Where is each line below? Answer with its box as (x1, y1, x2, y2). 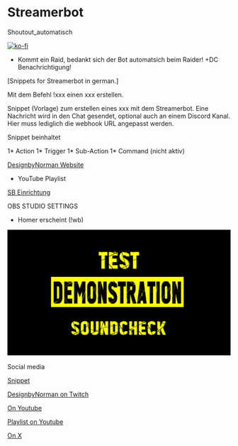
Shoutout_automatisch (7, 28, 73, 36)
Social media (7, 363, 45, 371)
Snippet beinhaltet (7, 133, 61, 141)
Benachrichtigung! (17, 62, 72, 71)
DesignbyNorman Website (7, 161, 84, 169)
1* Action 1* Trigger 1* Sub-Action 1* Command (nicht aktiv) (7, 146, 186, 155)
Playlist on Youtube (7, 418, 64, 426)
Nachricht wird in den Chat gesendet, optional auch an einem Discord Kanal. (7, 111, 231, 120)
